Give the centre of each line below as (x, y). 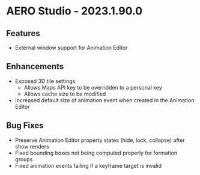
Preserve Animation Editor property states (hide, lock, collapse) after (100, 140)
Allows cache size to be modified (65, 94)
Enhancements (35, 66)
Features (23, 33)
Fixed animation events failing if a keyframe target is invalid (88, 165)
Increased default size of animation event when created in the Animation (105, 100)
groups (24, 159)
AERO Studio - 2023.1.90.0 (74, 11)
